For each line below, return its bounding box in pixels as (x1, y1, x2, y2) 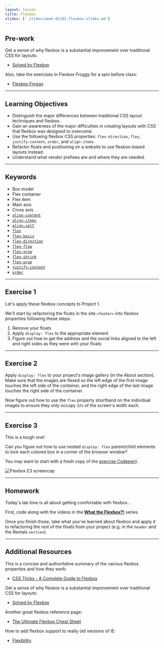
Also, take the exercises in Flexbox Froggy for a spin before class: (5, 71, 138, 77)
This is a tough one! (5, 434, 45, 440)
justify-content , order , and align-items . (12, 139, 95, 144)
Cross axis (12, 206, 34, 213)
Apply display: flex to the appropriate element (12, 330, 108, 336)
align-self (12, 223, 35, 228)
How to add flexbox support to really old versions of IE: (5, 628, 116, 634)
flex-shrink (12, 254, 37, 259)
